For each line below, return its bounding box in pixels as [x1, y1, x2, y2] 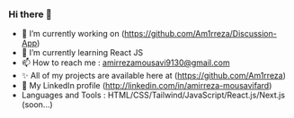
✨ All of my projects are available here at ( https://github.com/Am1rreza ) [21, 71, 287, 81]
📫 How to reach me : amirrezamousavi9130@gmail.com [21, 57, 230, 68]
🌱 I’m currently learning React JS [21, 47, 144, 58]
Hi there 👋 [8, 8, 53, 21]
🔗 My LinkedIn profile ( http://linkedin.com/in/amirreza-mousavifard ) [21, 80, 272, 91]
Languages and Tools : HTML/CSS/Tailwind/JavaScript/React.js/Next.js [21, 89, 285, 101]
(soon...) [21, 99, 53, 110]
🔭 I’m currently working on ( [21, 29, 125, 39]
